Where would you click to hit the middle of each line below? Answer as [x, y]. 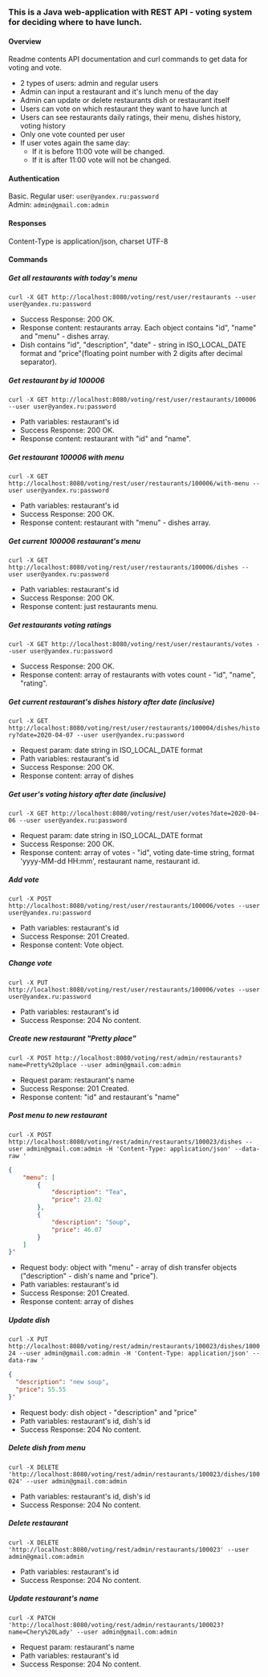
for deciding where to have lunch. [75, 22]
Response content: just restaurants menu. [89, 606]
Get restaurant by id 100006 [57, 380]
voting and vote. [35, 67]
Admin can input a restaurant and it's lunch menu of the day [119, 92]
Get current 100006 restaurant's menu [75, 541]
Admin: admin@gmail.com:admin [59, 205]
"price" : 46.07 [77, 1229]
